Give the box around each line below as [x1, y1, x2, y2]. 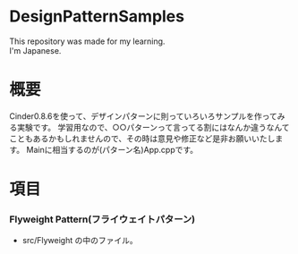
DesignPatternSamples [9, 6, 185, 27]
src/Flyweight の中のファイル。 [21, 235, 138, 246]
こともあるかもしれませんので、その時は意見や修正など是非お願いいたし [9, 132, 276, 144]
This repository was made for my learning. [9, 36, 166, 47]
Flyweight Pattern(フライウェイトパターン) [9, 213, 196, 225]
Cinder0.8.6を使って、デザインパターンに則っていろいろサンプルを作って [9, 110, 277, 122]
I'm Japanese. [9, 45, 62, 55]
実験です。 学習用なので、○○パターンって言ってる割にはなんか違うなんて [16, 122, 290, 132]
